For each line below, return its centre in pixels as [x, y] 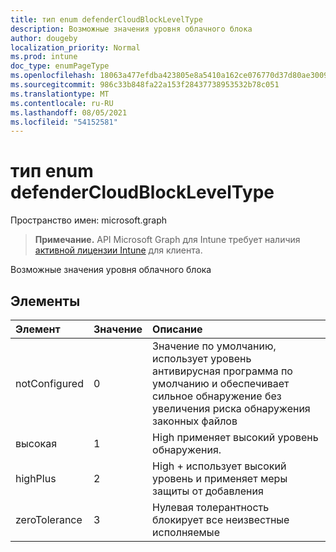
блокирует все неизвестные [221, 519]
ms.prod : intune [44, 57]
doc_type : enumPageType [60, 66]
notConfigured [49, 383]
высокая [36, 443]
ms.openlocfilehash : [53, 76]
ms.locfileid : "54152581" [64, 122]
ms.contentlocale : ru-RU [62, 103]
